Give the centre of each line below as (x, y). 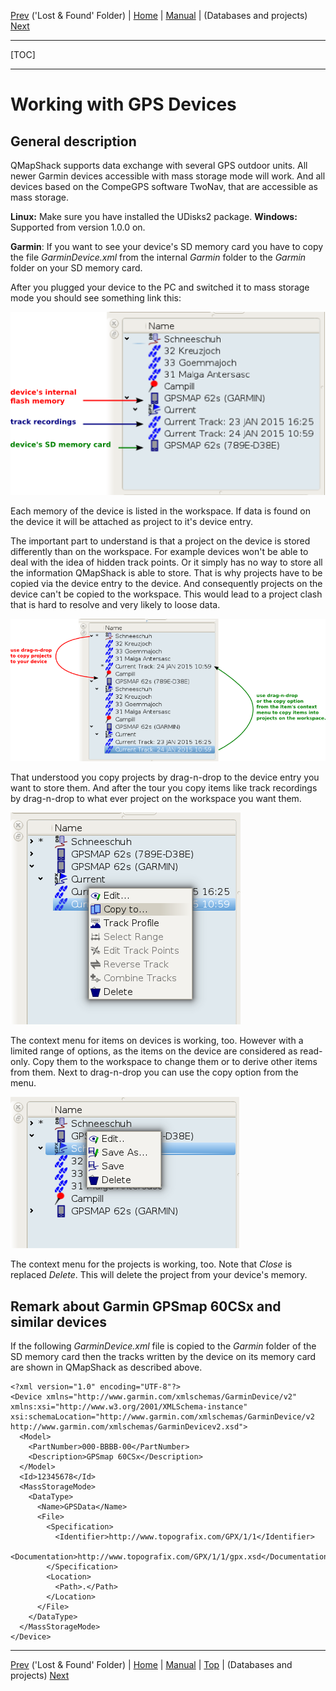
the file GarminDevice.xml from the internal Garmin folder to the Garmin (158, 257)
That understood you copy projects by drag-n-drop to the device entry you (165, 777)
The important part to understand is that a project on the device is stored (160, 541)
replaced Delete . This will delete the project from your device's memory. (159, 1275)
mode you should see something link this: (96, 298)
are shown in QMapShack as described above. (106, 1367)
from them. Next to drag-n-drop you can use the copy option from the (154, 1072)
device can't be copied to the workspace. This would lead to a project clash (166, 594)
